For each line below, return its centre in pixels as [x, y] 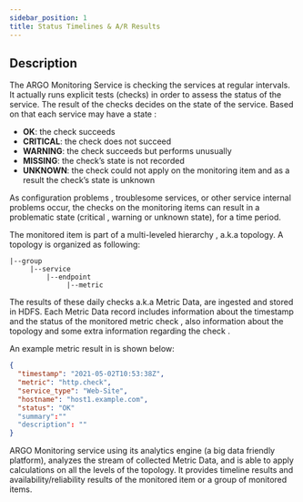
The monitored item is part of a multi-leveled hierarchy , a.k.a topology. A [146, 235]
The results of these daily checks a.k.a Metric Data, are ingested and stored [151, 302]
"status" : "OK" [46, 408]
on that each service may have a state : [83, 114]
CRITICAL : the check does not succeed [97, 141]
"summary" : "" [42, 416]
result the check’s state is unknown [89, 180]
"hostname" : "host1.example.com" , [83, 399]
